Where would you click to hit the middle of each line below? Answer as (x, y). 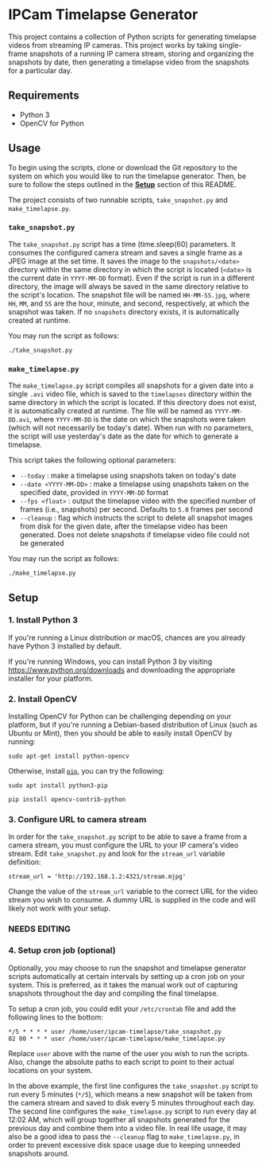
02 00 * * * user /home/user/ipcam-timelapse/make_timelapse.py (117, 1039)
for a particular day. (40, 70)
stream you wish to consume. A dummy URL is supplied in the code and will (132, 900)
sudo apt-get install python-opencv (69, 757)
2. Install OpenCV (43, 699)
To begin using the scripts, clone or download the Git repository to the (123, 167)
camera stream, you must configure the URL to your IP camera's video (123, 845)
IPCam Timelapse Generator (103, 15)
